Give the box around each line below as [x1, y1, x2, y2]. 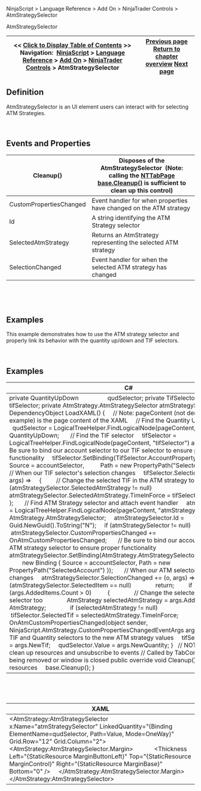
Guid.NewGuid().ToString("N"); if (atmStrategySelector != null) [9, 521, 191, 530]
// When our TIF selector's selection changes [9, 469, 136, 477]
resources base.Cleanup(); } [9, 663, 95, 672]
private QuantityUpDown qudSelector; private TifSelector [9, 394, 197, 402]
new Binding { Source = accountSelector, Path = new [22, 558, 171, 567]
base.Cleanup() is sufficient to [98, 179, 187, 187]
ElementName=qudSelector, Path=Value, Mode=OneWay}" [9, 730, 175, 738]
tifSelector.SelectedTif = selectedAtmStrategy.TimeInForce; [11, 611, 179, 620]
